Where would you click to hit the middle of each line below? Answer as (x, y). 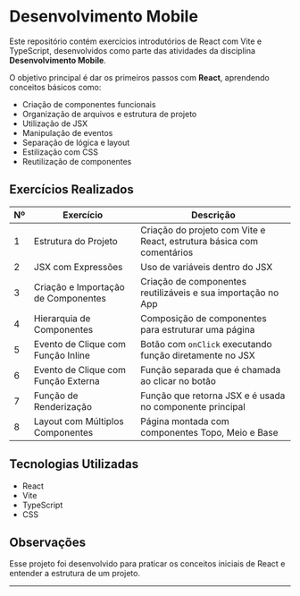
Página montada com (185, 421)
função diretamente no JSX (198, 355)
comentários (167, 252)
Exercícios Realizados (71, 190)
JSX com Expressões (79, 267)
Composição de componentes (204, 318)
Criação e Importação (79, 286)
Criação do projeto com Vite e (203, 230)
